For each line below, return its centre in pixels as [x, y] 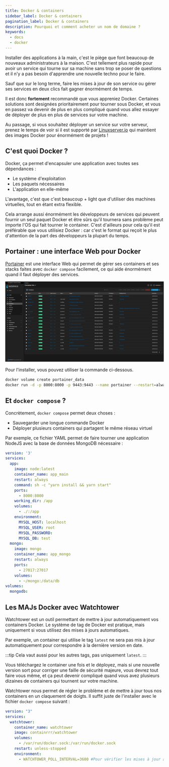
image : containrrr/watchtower [46, 733]
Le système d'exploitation [39, 178]
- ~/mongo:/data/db [39, 581]
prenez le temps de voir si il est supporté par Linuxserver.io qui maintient [81, 130]
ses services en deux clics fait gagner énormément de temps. [69, 89]
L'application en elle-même [40, 189]
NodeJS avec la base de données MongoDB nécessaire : [64, 443]
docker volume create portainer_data [45, 379]
